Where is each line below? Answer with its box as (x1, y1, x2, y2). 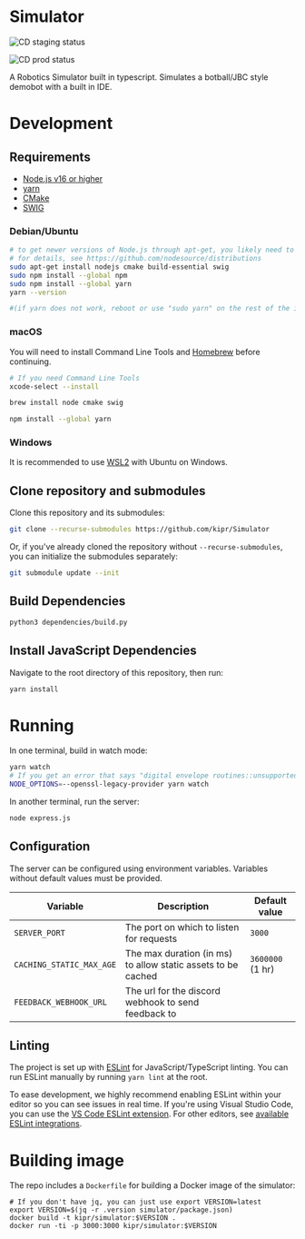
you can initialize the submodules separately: (9, 551, 179, 562)
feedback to (125, 1006, 177, 1019)
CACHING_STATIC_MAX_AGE (14, 959, 117, 969)
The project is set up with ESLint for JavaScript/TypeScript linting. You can (9, 1062, 289, 1073)
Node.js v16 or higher (22, 173, 103, 183)
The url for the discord (125, 984, 221, 996)
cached (125, 969, 158, 982)
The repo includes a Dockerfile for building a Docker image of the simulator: (9, 1180, 296, 1191)
